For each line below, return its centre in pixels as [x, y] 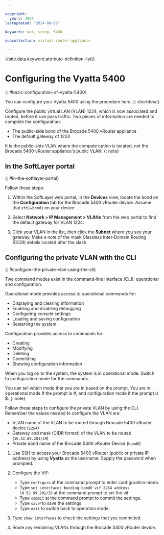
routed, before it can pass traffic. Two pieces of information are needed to [80, 117]
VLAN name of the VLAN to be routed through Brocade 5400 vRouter [82, 422]
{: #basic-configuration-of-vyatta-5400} [46, 92]
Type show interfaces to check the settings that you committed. [77, 518]
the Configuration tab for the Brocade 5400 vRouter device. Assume [82, 202]
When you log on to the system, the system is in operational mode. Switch [80, 373]
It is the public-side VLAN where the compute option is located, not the [77, 146]
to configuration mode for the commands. [47, 378]
